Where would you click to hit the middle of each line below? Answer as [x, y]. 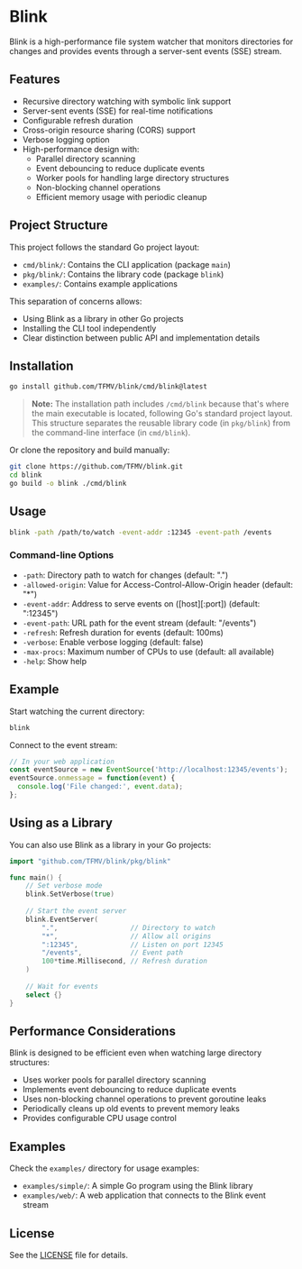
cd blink [26, 475]
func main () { [36, 877]
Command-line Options [62, 555]
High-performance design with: [81, 149]
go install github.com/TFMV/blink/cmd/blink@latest [108, 387]
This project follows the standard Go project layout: [105, 247]
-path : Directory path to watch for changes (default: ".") [125, 575]
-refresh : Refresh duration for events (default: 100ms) [123, 632]
